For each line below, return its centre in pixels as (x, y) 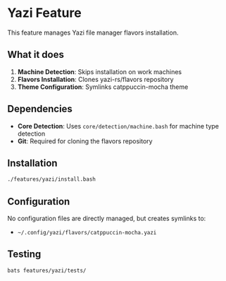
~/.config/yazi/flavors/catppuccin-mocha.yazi (87, 233)
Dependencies (40, 109)
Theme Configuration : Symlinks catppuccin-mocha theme (103, 87)
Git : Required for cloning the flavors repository (85, 141)
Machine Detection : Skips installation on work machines (99, 71)
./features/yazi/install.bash (52, 179)
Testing (24, 255)
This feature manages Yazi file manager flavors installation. (93, 32)
